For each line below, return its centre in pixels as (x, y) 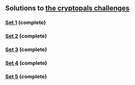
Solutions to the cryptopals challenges (67, 8)
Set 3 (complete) (26, 50)
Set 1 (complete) (26, 23)
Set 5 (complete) (26, 76)
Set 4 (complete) (26, 63)
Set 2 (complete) (26, 36)
